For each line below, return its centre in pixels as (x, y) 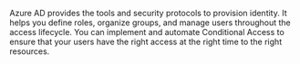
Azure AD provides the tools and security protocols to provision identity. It (148, 13)
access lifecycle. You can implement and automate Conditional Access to (147, 32)
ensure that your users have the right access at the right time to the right (146, 41)
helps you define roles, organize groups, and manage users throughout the (150, 23)
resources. (30, 51)
